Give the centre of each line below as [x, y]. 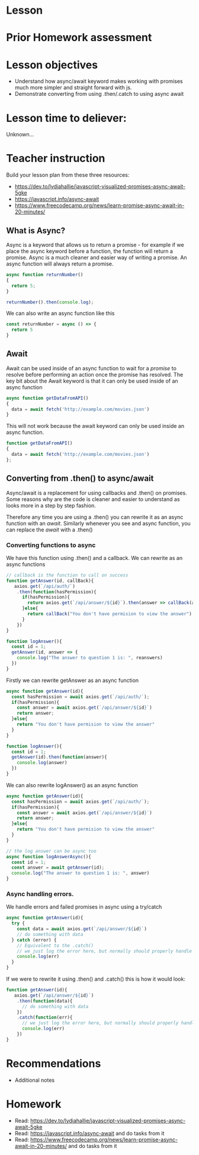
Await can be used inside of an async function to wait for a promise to [91, 368]
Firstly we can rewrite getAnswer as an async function [73, 680]
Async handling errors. [40, 894]
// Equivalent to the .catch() [55, 946]
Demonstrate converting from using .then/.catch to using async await [99, 94]
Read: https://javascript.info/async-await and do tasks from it [89, 1133]
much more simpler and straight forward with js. [73, 87]
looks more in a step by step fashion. [51, 505]
